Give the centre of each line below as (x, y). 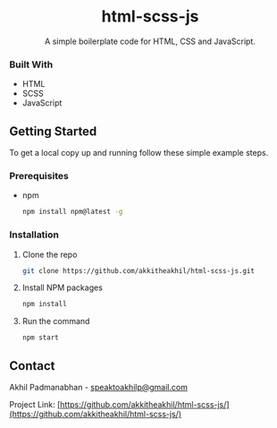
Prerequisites (39, 175)
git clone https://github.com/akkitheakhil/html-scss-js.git (138, 270)
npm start (41, 338)
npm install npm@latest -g (72, 212)
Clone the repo (50, 254)
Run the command (56, 321)
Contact (32, 366)
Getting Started (53, 131)
